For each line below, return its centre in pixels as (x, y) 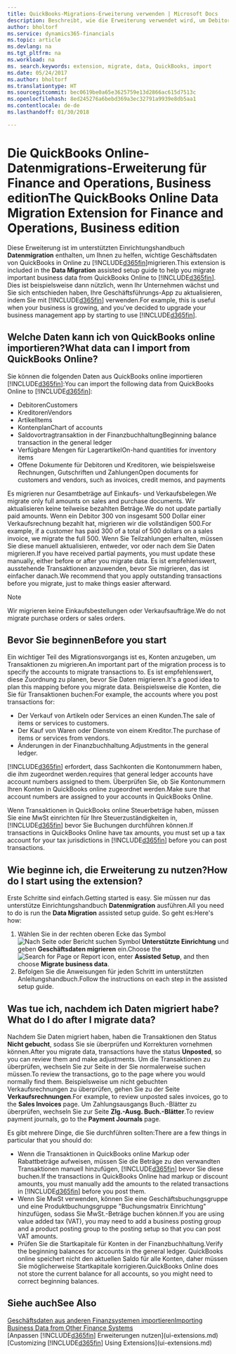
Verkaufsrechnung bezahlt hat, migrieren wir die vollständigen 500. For (110, 523)
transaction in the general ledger (65, 442)
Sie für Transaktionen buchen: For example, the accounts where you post (113, 694)
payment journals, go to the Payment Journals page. (84, 1119)
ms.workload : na (31, 60)
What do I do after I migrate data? (81, 1020)
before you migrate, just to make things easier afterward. (90, 583)
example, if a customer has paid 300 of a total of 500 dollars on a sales (110, 531)
